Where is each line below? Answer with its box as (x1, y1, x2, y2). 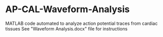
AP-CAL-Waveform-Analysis (5, 4, 130, 15)
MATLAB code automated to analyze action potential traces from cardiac (5, 20, 158, 26)
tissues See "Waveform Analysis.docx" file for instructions (5, 25, 128, 31)
